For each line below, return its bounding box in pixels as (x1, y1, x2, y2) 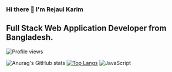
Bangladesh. (6, 32, 53, 43)
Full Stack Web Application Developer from (6, 23, 167, 33)
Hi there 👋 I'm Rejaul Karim (6, 5, 83, 13)
